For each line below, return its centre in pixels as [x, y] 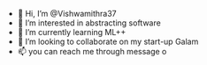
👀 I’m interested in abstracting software [89, 23]
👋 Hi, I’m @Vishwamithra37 [67, 14]
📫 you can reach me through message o [92, 51]
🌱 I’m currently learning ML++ [72, 32]
